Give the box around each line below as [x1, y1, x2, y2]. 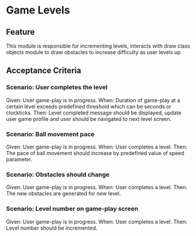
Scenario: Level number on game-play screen [6, 205, 139, 213]
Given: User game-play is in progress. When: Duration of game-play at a [6, 96, 180, 103]
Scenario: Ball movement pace [6, 130, 95, 138]
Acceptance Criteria [6, 66, 81, 76]
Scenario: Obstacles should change [6, 170, 110, 178]
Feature [6, 27, 35, 37]
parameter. [6, 156, 33, 163]
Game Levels [6, 4, 70, 17]
